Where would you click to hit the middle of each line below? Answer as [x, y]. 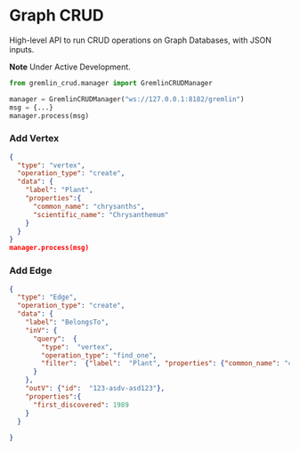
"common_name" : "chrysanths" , [89, 206]
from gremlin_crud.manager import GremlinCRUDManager [111, 83]
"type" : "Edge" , [47, 297]
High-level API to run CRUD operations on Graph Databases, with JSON [141, 40]
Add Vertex [34, 139]
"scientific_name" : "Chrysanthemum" [101, 214]
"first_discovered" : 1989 [81, 405]
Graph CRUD [57, 16]
